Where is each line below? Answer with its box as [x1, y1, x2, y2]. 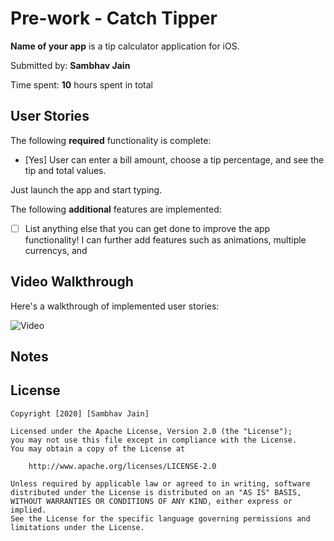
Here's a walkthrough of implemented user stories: [10, 300, 220, 312]
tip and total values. [24, 164, 107, 176]
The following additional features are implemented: [10, 203, 222, 215]
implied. [10, 505, 47, 515]
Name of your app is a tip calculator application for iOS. [10, 40, 240, 52]
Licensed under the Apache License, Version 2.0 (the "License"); [10, 426, 293, 436]
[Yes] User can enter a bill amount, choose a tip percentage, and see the [24, 153, 325, 166]
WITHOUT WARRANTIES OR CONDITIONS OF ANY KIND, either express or [10, 496, 293, 506]
